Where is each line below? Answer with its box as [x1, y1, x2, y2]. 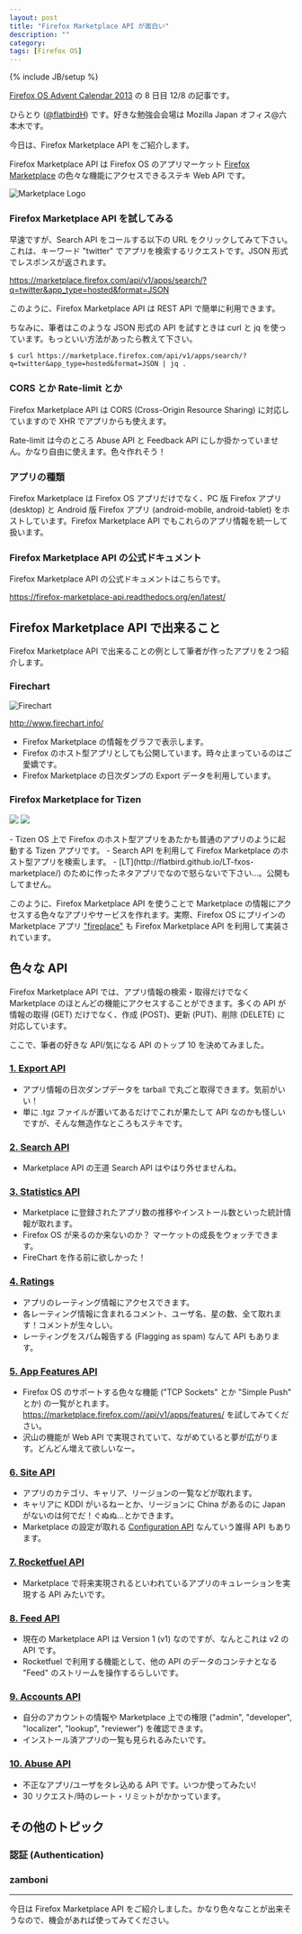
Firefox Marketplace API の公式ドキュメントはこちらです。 [9, 573, 226, 584]
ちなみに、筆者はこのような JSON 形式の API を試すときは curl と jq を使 [9, 322, 279, 334]
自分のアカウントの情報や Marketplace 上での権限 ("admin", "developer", [22, 1712, 292, 1723]
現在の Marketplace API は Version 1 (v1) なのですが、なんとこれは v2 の [22, 1633, 289, 1644]
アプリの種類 [9, 471, 66, 483]
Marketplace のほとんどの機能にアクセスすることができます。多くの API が [9, 997, 286, 1008]
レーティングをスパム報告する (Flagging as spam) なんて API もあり [22, 1331, 272, 1342]
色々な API [9, 961, 68, 976]
